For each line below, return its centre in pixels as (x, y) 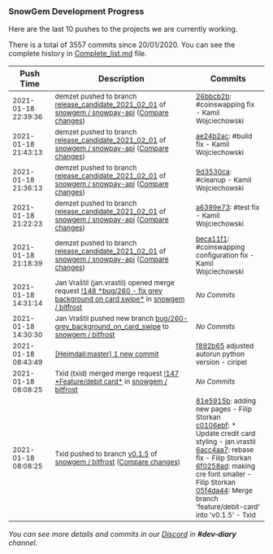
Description (121, 79)
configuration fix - (225, 255)
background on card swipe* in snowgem (120, 299)
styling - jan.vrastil (225, 442)
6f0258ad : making (225, 466)
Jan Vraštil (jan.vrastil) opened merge (115, 283)
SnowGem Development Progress (76, 11)
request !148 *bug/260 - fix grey (108, 291)
